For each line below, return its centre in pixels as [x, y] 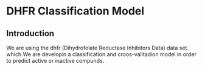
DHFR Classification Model [75, 11]
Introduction [30, 33]
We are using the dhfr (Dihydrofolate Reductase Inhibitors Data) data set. [97, 48]
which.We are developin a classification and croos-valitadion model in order [101, 54]
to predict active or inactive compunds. [55, 61]
